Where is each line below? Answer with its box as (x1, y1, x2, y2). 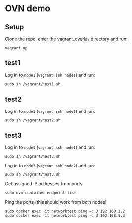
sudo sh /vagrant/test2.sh (5, 117, 61, 123)
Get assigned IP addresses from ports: (5, 181, 84, 187)
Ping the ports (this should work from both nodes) (5, 199, 107, 205)
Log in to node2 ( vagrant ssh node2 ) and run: (5, 163, 95, 168)
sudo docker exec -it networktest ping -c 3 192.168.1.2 (5, 209, 125, 214)
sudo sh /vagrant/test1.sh (5, 81, 61, 87)
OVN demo (5, 3, 51, 14)
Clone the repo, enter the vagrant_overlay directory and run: (5, 36, 128, 42)
